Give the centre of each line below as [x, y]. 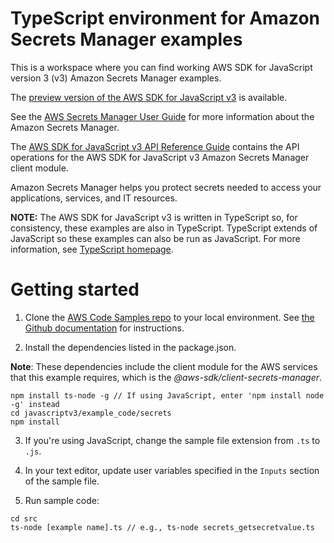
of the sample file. [62, 481]
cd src [24, 518]
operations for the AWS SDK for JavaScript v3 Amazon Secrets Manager [160, 157]
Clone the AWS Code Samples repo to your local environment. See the [169, 317]
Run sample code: [62, 500]
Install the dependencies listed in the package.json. [130, 347]
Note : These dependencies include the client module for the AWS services [164, 366]
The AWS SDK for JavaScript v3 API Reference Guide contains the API [155, 146]
